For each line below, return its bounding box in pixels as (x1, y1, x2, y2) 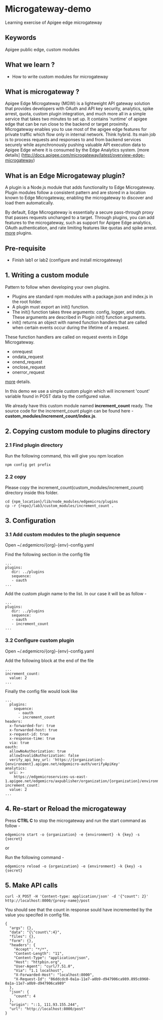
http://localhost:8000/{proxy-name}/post (5, 898, 90, 903)
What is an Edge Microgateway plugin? (5, 171, 125, 180)
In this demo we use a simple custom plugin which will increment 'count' (5, 388, 150, 394)
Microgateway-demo (5, 3, 91, 15)
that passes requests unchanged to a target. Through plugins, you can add (5, 215, 155, 220)
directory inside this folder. (5, 490, 59, 495)
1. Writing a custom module (5, 271, 89, 279)
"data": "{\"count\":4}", (9, 930, 62, 935)
